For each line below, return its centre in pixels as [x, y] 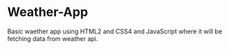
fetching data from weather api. [53, 38]
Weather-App [48, 12]
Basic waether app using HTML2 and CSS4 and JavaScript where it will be [115, 31]
